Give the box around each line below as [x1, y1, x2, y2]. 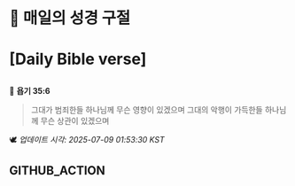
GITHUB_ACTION [9, 163, 106, 178]
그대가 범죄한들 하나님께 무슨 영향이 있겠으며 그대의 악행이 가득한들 [30, 104, 263, 115]
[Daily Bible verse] [9, 50, 147, 69]
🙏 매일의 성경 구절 [9, 8, 131, 28]
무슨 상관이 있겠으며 [40, 115, 110, 126]
